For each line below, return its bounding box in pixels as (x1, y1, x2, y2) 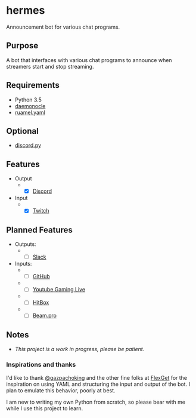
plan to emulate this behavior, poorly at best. (6, 386, 116, 394)
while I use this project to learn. (6, 404, 83, 412)
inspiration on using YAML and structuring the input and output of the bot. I (6, 380, 191, 388)
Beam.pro (32, 312, 57, 319)
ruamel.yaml (14, 109, 46, 116)
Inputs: (14, 260, 32, 268)
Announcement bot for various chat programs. (6, 23, 120, 30)
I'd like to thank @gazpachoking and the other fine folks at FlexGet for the (6, 374, 188, 381)
